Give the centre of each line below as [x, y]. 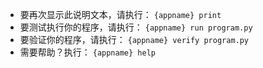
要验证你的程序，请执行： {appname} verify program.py [134, 39]
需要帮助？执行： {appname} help [87, 52]
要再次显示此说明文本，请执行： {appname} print [120, 14]
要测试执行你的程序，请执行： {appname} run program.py [136, 27]
